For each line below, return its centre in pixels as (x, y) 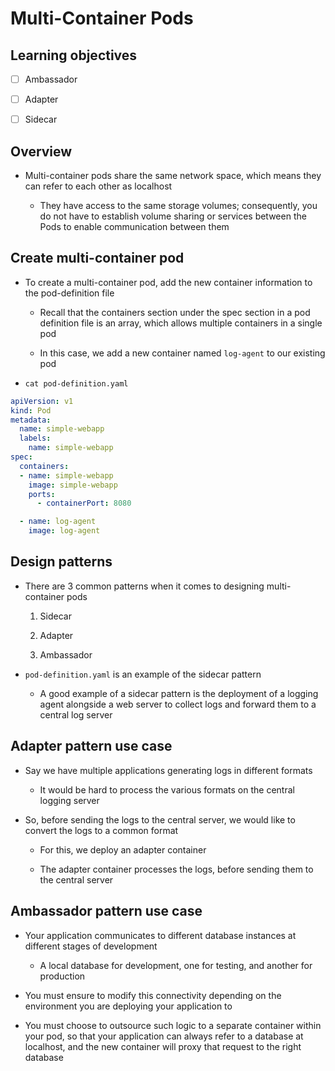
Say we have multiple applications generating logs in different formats (168, 770)
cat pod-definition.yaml (76, 383)
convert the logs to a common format (101, 830)
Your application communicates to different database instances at (160, 935)
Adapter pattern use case (91, 746)
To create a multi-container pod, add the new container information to (168, 282)
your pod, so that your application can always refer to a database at (164, 1036)
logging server (69, 800)
